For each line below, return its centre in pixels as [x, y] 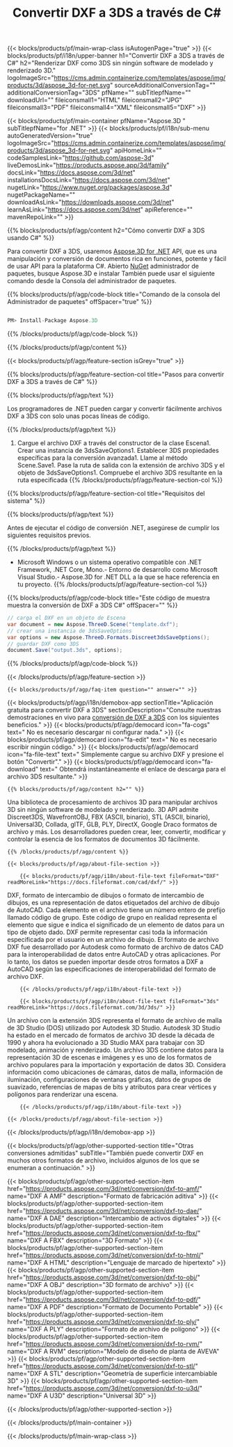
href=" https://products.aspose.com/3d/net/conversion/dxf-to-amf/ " [105, 1189]
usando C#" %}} [31, 238]
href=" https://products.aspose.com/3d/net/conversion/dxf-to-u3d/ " [105, 1389]
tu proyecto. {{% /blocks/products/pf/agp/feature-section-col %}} [112, 584]
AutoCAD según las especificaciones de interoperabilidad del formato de [112, 969]
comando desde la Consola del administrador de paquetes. [92, 281]
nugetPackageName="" [41, 195]
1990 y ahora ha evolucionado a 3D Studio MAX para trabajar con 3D [106, 1043]
